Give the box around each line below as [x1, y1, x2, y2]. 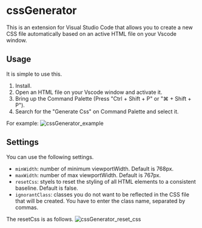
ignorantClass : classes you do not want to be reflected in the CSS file [15, 190, 190, 198]
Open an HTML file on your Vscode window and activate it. [15, 89, 163, 96]
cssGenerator [6, 4, 77, 18]
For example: [6, 119, 39, 127]
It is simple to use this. [6, 70, 62, 78]
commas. [15, 204, 39, 211]
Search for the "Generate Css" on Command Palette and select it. [15, 107, 179, 115]
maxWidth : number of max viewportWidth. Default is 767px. [15, 171, 161, 179]
